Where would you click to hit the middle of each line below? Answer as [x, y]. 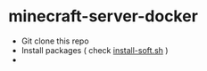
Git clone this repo [55, 41]
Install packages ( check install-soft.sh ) [95, 50]
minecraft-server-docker [103, 16]
